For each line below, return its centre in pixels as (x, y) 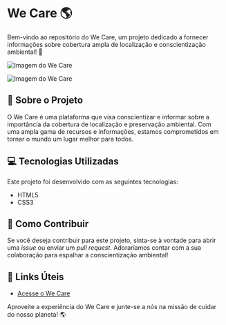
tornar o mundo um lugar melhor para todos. (70, 139)
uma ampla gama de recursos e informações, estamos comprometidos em (113, 131)
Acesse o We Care (44, 293)
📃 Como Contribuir (48, 224)
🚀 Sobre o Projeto (45, 100)
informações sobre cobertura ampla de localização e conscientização (106, 44)
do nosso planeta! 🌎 (37, 315)
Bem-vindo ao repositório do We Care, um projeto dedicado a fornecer (108, 37)
